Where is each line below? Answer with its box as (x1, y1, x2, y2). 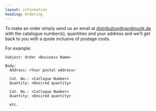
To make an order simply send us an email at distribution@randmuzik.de (5, 25, 151, 31)
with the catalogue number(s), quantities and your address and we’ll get (5, 30, 151, 36)
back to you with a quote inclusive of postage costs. (5, 35, 110, 42)
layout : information (5, 7, 48, 12)
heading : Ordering (5, 12, 43, 17)
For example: (5, 45, 32, 51)
